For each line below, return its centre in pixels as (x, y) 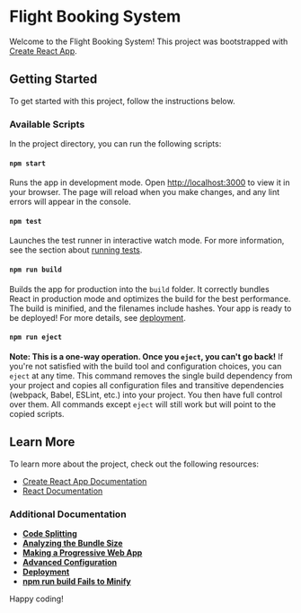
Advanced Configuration (70, 562)
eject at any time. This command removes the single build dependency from (151, 376)
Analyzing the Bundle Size (72, 543)
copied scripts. (37, 413)
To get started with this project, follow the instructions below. (122, 101)
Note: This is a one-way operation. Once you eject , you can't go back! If (146, 356)
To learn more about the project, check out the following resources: (134, 464)
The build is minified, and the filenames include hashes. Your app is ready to (150, 308)
